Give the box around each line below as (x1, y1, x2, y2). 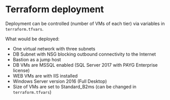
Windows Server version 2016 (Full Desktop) (12, 78, 107, 84)
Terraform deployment (5, 4, 104, 15)
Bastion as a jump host (12, 56, 61, 62)
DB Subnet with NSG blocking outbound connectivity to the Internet (12, 51, 156, 57)
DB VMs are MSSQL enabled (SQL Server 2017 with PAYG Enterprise (12, 62, 158, 68)
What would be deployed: (5, 36, 60, 42)
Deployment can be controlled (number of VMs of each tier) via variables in (5, 20, 165, 27)
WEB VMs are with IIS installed (12, 72, 78, 79)
